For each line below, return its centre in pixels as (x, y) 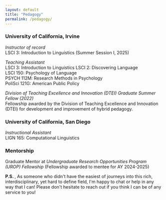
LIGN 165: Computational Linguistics (42, 138)
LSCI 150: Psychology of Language (41, 73)
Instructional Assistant (28, 132)
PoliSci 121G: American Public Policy (42, 83)
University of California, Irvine (42, 36)
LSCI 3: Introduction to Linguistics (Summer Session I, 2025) (67, 52)
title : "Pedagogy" (24, 14)
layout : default (22, 10)
